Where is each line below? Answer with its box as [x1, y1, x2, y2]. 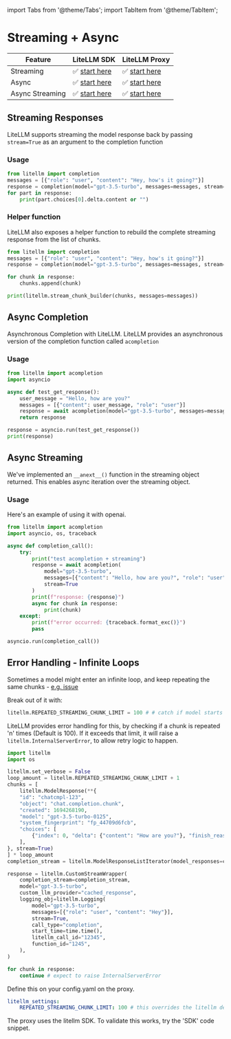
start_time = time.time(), [32, 928, 103, 934]
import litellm [7, 750, 51, 756]
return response [19, 414, 67, 422]
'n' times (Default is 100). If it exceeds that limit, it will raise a [7, 729, 179, 737]
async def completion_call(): [7, 543, 94, 549]
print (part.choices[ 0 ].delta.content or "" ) [19, 196, 149, 203]
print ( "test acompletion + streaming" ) [32, 555, 146, 562]
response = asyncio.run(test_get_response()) [7, 426, 140, 434]
